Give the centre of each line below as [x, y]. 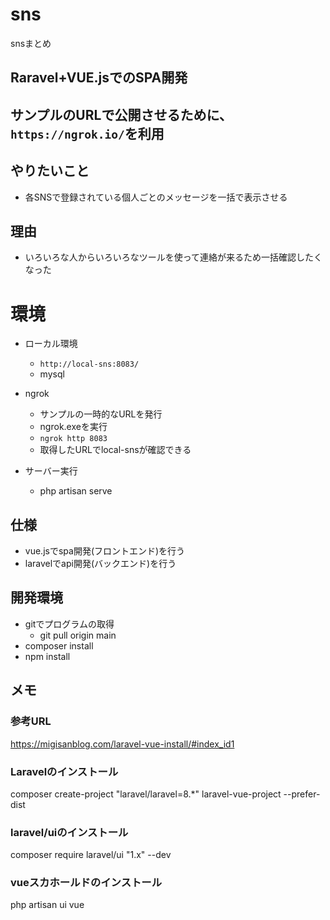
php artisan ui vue [47, 905]
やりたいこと [50, 171]
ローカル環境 [51, 344]
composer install [59, 645]
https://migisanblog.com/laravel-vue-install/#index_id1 [122, 744]
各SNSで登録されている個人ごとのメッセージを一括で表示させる [156, 197]
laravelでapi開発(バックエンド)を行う [100, 564]
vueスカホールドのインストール [86, 883]
